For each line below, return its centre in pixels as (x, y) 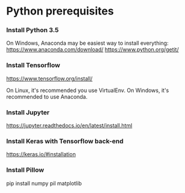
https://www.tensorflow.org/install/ (49, 78)
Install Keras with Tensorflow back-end (65, 141)
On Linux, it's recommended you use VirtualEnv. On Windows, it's (88, 90)
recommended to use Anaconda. (47, 97)
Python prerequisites (60, 11)
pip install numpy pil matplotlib (44, 183)
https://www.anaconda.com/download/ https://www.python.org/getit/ (92, 50)
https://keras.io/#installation (41, 154)
